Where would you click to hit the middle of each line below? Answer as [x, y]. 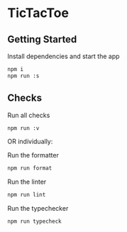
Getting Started [42, 39]
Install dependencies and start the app [63, 56]
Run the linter [27, 182]
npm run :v [23, 128]
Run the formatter [33, 155]
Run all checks [29, 115]
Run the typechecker [38, 209]
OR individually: [30, 142]
